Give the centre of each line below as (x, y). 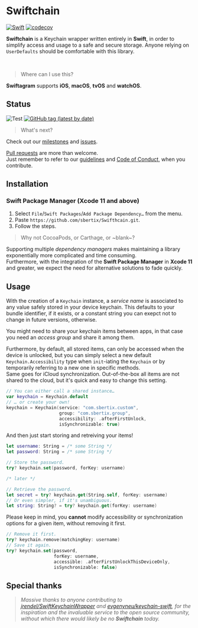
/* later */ (21, 478)
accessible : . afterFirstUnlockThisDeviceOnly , (112, 562)
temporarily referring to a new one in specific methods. (73, 368)
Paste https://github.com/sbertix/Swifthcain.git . (77, 220)
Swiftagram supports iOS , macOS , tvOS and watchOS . (74, 85)
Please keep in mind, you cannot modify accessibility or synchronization (95, 517)
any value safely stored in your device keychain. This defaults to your (90, 307)
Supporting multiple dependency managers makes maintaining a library (93, 249)
